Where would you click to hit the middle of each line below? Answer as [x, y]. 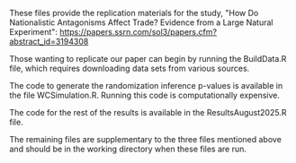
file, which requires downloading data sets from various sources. [130, 68]
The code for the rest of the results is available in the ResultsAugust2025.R [148, 112]
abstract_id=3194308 [49, 41]
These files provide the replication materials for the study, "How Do [134, 13]
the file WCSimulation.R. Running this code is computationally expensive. [145, 95]
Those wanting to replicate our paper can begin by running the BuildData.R [148, 59]
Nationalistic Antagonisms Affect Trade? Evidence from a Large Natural [141, 22]
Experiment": [34, 32]
